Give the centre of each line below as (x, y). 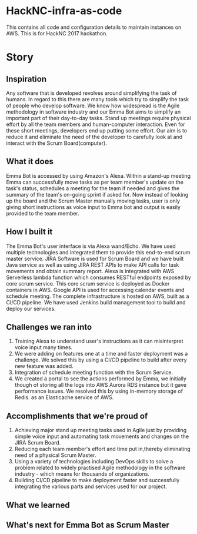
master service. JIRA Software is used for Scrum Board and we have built (95, 258)
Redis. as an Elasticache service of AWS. (64, 397)
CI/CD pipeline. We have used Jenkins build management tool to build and (96, 302)
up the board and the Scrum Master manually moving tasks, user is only (93, 201)
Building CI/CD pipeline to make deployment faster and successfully (97, 480)
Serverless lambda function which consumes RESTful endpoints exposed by (98, 277)
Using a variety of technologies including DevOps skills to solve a (94, 462)
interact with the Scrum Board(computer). (56, 143)
